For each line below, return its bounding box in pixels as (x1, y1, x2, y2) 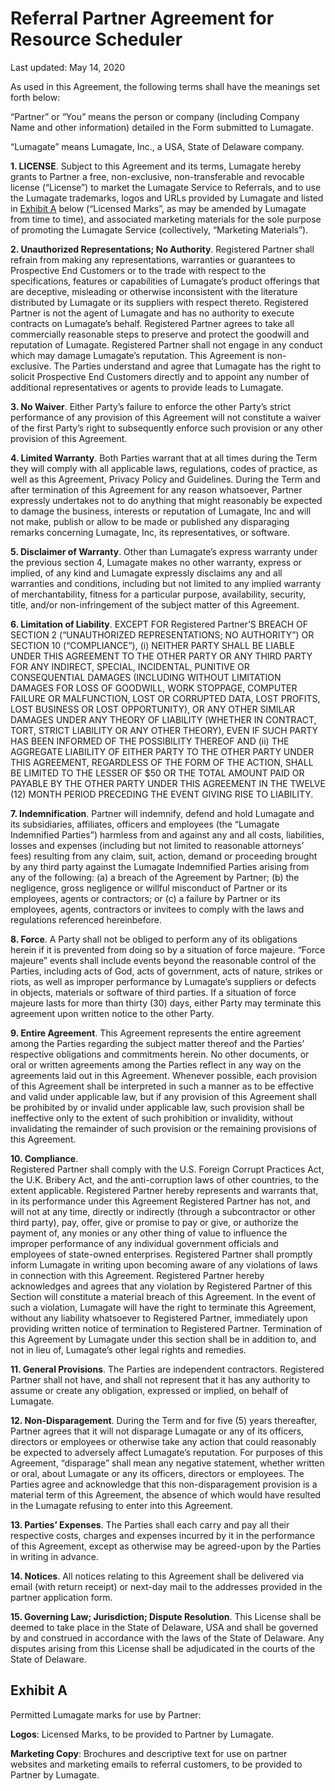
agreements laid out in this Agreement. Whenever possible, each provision (10, 1069, 318, 1081)
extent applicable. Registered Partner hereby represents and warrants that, (10, 1184, 319, 1196)
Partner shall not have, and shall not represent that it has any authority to (10, 1373, 311, 1386)
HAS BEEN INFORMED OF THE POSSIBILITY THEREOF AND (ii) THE (10, 735, 290, 747)
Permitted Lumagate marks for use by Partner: (10, 1708, 202, 1721)
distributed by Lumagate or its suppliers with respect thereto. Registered (10, 296, 309, 308)
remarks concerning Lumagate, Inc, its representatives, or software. (10, 526, 290, 538)
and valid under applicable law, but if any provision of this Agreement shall (10, 1090, 317, 1102)
